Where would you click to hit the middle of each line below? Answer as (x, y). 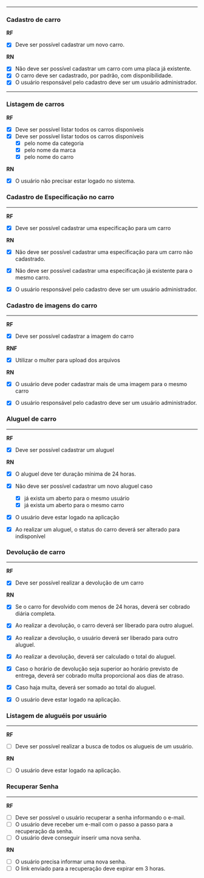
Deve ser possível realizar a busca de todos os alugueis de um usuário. (104, 746)
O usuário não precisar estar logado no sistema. (75, 181)
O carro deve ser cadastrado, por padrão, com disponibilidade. (94, 76)
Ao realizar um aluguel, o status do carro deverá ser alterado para (97, 529)
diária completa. (35, 614)
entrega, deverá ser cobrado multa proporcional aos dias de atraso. (100, 675)
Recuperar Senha (32, 787)
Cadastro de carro (34, 19)
